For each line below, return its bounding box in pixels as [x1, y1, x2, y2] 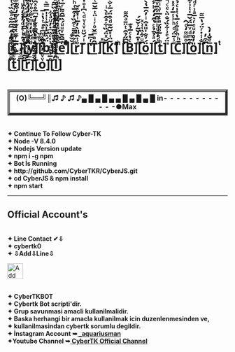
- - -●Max [98, 102, 137, 112]
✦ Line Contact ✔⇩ [7, 234, 64, 243]
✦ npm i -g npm [7, 152, 54, 160]
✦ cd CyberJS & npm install [7, 174, 89, 183]
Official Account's [7, 209, 89, 220]
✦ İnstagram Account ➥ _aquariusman [7, 330, 121, 338]
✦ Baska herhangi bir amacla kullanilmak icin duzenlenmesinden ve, [7, 315, 210, 323]
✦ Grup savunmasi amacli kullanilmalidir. [7, 307, 129, 316]
